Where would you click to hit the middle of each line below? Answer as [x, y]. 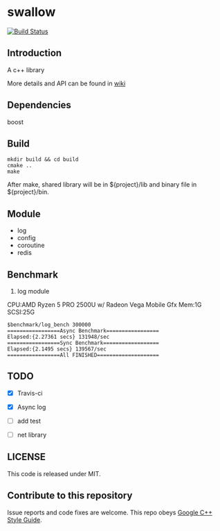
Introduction [35, 53]
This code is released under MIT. [54, 473]
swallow [31, 12]
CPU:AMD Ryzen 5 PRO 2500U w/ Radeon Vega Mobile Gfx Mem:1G [104, 305]
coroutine [31, 245]
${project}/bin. [28, 192]
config [26, 238]
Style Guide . [25, 520]
